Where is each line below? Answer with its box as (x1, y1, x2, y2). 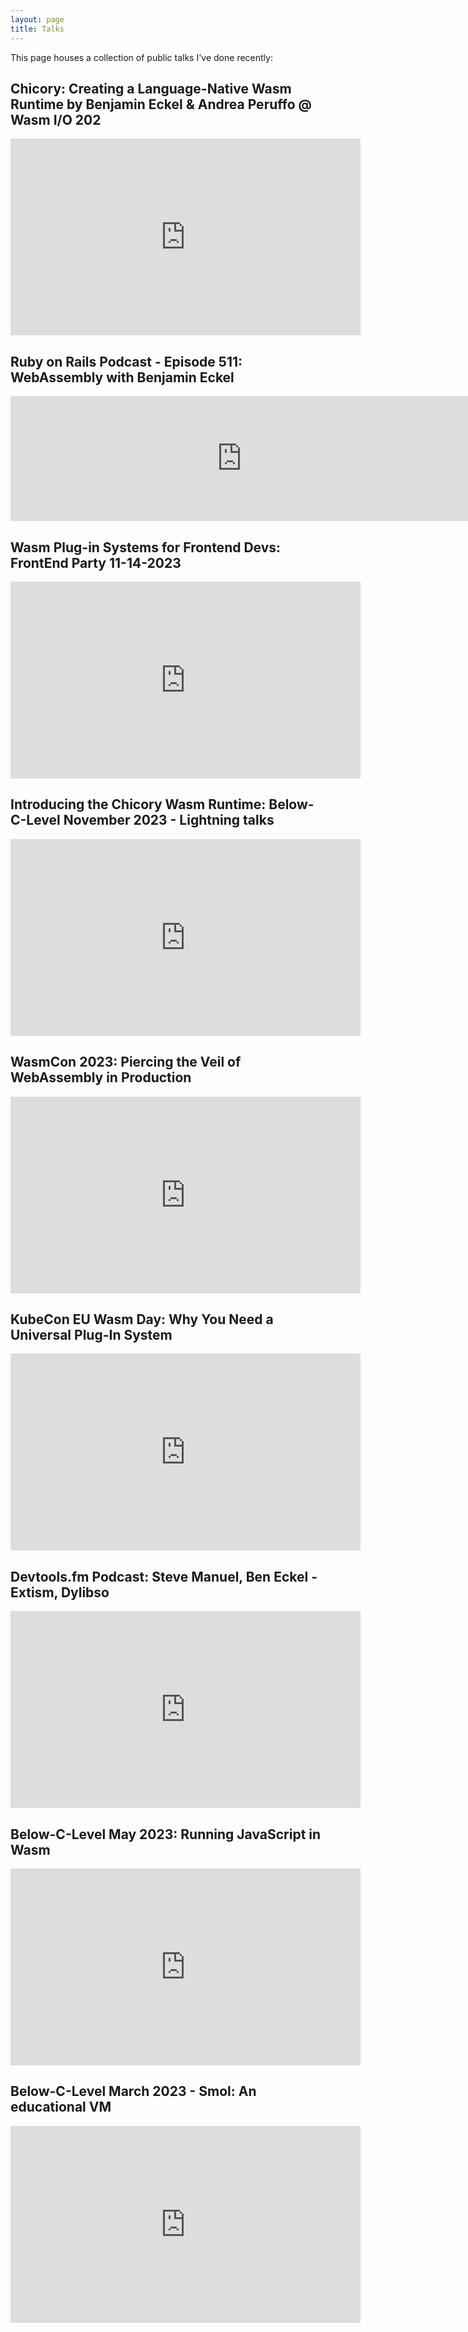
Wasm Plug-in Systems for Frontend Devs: (10, 539, 282, 556)
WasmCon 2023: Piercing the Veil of (10, 1054, 242, 1071)
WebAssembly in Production (10, 1069, 192, 1086)
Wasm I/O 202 (10, 111, 102, 128)
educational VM (10, 2099, 112, 2116)
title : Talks (10, 24, 65, 34)
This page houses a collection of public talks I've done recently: (10, 51, 273, 63)
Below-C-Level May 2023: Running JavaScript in (10, 1826, 322, 1843)
